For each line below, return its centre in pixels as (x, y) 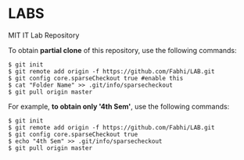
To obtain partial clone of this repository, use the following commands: (122, 50)
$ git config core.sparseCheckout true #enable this (96, 78)
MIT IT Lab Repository (44, 35)
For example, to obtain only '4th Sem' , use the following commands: (119, 106)
